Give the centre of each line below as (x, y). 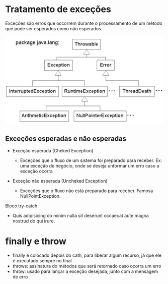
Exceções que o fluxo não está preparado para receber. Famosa (87, 191)
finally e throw (36, 241)
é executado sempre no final (42, 261)
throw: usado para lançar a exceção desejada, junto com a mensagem (85, 271)
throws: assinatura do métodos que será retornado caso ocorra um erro (87, 266)
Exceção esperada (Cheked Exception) (53, 151)
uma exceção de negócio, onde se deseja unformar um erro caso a (90, 166)
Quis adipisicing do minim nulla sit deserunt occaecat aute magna (81, 216)
